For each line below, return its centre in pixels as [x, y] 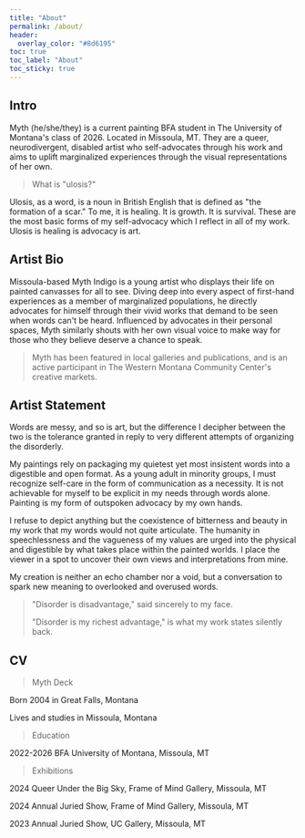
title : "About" [38, 18]
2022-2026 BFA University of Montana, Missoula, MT [110, 753]
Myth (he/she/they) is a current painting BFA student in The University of [146, 128]
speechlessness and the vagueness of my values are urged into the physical [153, 540]
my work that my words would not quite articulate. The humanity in [135, 531]
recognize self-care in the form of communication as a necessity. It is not [147, 483]
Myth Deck [52, 683]
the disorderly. [36, 447]
